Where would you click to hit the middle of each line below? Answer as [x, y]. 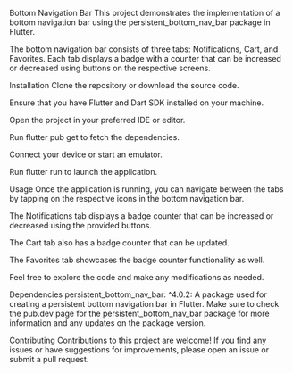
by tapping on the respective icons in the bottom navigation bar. [127, 199]
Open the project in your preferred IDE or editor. [97, 120]
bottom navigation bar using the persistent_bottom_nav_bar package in [140, 22]
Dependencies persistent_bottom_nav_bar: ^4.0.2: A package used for [138, 294]
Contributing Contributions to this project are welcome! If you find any [138, 340]
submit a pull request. [49, 359]
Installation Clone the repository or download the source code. [124, 85]
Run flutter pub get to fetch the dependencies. [95, 137]
